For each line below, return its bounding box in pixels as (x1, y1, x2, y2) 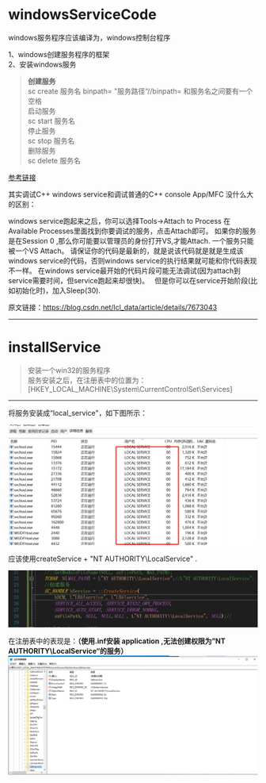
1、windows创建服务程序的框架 (8, 49, 110, 59)
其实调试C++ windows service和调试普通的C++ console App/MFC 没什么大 (8, 189, 254, 199)
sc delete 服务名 (27, 155, 81, 165)
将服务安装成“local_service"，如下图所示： (8, 408, 148, 417)
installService (8, 339, 101, 356)
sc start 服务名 (27, 116, 76, 125)
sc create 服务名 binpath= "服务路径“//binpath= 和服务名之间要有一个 (27, 86, 253, 96)
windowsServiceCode (8, 6, 157, 24)
